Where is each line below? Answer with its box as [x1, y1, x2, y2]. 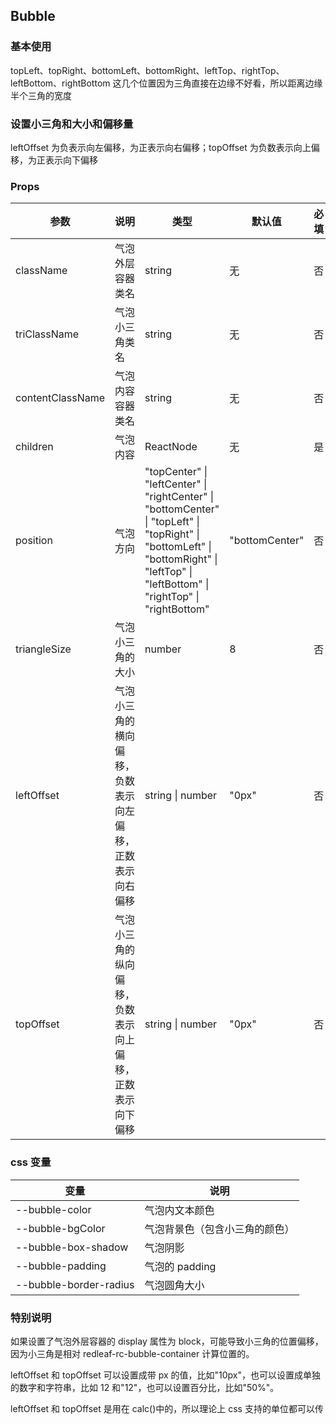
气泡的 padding [144, 1259, 217, 1273]
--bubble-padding [15, 1259, 107, 1273]
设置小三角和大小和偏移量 [10, 117, 134, 131]
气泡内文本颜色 [144, 1203, 215, 1217]
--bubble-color [15, 1202, 92, 1216]
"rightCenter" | [144, 490, 215, 504]
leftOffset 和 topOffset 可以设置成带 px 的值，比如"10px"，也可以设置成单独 [10, 1369, 321, 1381]
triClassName [15, 327, 80, 341]
